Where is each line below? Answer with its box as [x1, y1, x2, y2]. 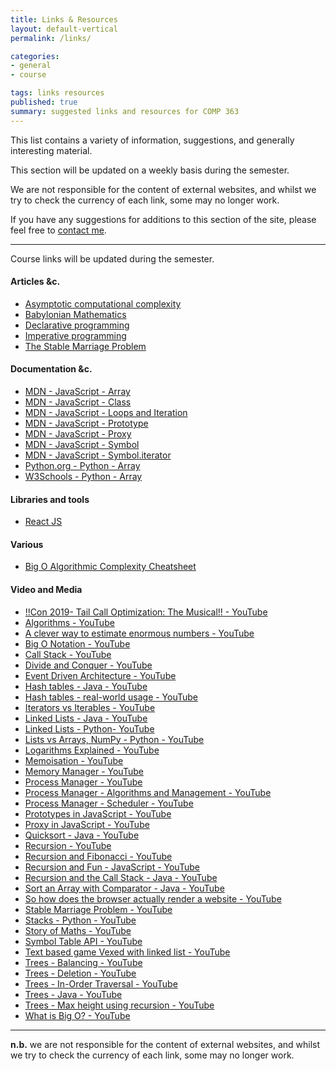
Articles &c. [10, 276, 61, 288]
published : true [10, 97, 78, 107]
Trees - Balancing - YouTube [24, 956, 143, 968]
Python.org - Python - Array [24, 460, 141, 472]
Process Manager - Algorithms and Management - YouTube [24, 786, 272, 798]
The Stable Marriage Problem [24, 340, 147, 352]
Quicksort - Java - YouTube [24, 829, 140, 841]
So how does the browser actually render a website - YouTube [24, 892, 282, 905]
